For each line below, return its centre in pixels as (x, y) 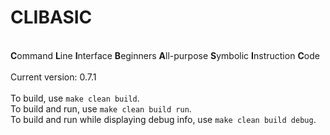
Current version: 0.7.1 (53, 77)
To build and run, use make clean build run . (101, 108)
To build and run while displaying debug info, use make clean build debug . (163, 119)
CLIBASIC (51, 17)
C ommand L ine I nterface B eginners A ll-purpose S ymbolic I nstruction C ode (165, 55)
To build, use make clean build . (75, 98)
